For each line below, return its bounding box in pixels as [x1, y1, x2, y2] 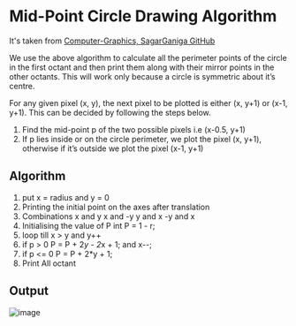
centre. [9, 80, 35, 91]
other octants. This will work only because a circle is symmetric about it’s [9, 71, 276, 81]
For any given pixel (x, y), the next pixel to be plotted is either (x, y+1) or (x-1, [9, 97, 288, 108]
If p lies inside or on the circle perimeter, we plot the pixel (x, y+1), [21, 133, 262, 144]
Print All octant [21, 258, 77, 269]
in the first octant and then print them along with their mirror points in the [9, 62, 275, 72]
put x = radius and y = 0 [21, 192, 110, 202]
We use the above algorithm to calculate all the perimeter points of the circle [9, 52, 287, 63]
